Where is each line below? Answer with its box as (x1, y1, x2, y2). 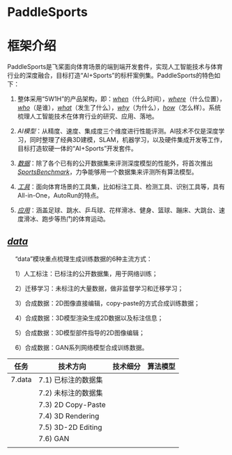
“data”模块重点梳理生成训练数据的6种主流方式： (15, 255, 153, 263)
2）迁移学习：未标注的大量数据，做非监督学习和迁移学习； (15, 284, 184, 292)
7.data (10, 374, 32, 384)
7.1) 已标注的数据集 (38, 375, 103, 385)
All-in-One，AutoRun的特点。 (17, 191, 103, 200)
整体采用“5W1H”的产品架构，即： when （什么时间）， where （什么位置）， (17, 95, 226, 103)
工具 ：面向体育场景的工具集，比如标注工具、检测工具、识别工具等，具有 (17, 182, 225, 191)
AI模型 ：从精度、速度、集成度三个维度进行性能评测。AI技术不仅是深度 (17, 127, 219, 136)
